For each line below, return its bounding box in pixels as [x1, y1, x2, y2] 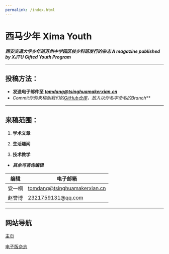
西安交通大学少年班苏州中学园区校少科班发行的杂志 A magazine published [5, 48, 160, 54]
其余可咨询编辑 [12, 162, 44, 168]
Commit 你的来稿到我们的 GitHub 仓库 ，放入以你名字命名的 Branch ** [12, 95, 151, 101]
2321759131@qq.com [28, 194, 83, 201]
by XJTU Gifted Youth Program [5, 54, 71, 60]
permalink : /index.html [5, 7, 55, 13]
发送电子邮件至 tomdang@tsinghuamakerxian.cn [12, 89, 118, 95]
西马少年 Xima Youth [5, 31, 92, 42]
